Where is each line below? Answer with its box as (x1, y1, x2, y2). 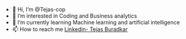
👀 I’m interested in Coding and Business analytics (12, 12, 138, 19)
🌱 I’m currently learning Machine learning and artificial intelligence (12, 19, 180, 26)
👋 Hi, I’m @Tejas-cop (12, 6, 66, 13)
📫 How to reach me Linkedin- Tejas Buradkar (12, 26, 128, 33)
